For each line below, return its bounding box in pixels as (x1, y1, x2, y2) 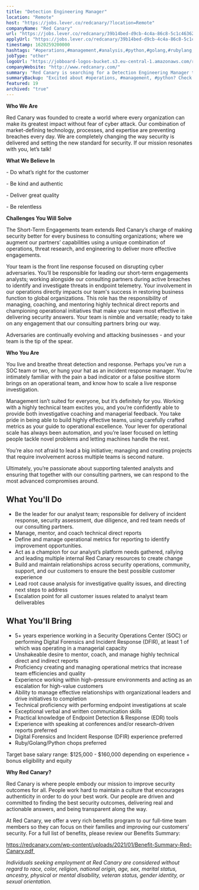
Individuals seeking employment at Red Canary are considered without (6, 858, 180, 866)
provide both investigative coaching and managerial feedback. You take (6, 410, 181, 417)
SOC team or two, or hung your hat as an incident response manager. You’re (6, 367, 192, 374)
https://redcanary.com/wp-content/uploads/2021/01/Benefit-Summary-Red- (6, 841, 192, 848)
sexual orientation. (6, 878, 52, 885)
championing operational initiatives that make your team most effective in (6, 307, 185, 314)
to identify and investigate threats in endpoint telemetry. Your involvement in (6, 282, 192, 289)
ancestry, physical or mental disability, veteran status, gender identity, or (6, 872, 185, 879)
